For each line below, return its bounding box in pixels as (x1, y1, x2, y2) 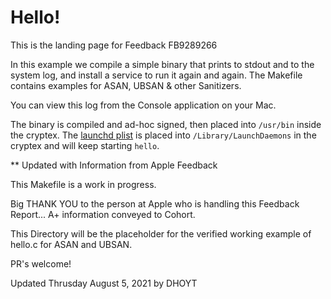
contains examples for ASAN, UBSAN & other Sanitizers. (10, 79, 242, 91)
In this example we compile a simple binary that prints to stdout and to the (10, 58, 315, 70)
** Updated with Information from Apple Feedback (10, 159, 218, 171)
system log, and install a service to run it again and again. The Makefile (10, 69, 303, 81)
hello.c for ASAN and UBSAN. (10, 238, 133, 250)
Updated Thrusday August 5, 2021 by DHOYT (10, 277, 198, 289)
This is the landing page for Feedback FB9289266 (10, 39, 218, 51)
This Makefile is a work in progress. (10, 178, 157, 190)
